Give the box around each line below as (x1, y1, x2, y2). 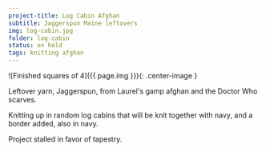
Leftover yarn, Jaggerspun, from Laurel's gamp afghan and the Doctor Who (8, 86, 258, 96)
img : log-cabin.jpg (8, 26, 74, 34)
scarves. (8, 95, 38, 104)
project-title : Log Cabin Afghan (8, 11, 120, 20)
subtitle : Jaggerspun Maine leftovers (8, 19, 138, 27)
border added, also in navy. (8, 119, 99, 128)
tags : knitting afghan (8, 49, 84, 57)
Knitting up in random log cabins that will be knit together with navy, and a (8, 110, 253, 120)
